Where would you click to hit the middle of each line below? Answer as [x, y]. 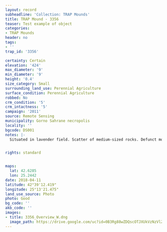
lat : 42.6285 [23, 171]
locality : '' [19, 125]
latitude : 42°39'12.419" [31, 185]
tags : [11, 42]
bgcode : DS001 [20, 130]
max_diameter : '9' [24, 70]
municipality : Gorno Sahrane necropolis [48, 121]
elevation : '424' [23, 65]
